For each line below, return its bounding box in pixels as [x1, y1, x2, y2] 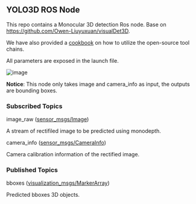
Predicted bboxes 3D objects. [6, 191, 80, 199]
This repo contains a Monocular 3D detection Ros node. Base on [6, 21, 167, 28]
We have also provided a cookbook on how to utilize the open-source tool [6, 39, 190, 46]
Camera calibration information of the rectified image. [6, 151, 140, 158]
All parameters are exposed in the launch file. [6, 57, 119, 64]
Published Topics [6, 166, 58, 174]
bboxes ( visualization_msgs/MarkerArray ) [6, 179, 110, 186]
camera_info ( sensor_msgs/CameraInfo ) [6, 139, 107, 147]
